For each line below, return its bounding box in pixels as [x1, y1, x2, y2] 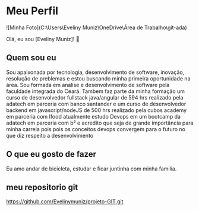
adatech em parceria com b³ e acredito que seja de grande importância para [6, 119, 194, 126]
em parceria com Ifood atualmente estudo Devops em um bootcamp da [6, 113, 181, 120]
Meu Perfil [6, 4, 58, 18]
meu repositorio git [6, 182, 78, 192]
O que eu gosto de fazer [6, 149, 97, 159]
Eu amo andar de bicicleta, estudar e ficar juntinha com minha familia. [6, 165, 177, 172]
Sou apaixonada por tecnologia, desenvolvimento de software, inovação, [6, 69, 185, 76]
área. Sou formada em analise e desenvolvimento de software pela [6, 81, 170, 88]
